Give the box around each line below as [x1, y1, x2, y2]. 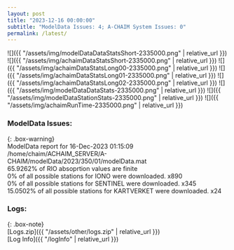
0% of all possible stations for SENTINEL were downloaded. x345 [7, 179, 197, 188]
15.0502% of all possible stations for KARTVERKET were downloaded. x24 [7, 186, 222, 195]
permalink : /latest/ [7, 29, 68, 37]
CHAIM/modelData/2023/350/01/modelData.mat [7, 157, 147, 165]
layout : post [7, 10, 46, 18]
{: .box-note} [7, 220, 44, 228]
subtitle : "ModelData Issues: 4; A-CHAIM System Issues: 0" [7, 23, 187, 30]
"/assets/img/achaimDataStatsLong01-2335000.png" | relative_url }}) [16, 71, 216, 80]
